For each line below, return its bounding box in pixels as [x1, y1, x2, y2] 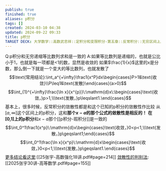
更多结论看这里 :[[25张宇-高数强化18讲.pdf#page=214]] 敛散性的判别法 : [5, 154, 149, 160]
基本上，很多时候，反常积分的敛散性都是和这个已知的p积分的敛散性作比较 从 [5, 104, 161, 110]
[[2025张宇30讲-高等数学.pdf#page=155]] [5, 160, 91, 166]
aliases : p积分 [5, 16, 35, 21]
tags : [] [5, 21, 23, 26]
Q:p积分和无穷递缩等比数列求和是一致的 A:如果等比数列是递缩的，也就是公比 [5, 53, 161, 59]
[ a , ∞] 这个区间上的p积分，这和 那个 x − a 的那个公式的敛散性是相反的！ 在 [5, 110, 153, 115]
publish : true [5, 7, 35, 12]
